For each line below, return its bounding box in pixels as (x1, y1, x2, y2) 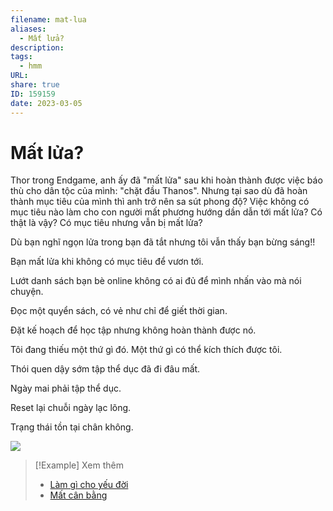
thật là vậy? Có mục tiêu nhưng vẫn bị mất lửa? (10, 217, 203, 229)
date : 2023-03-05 (10, 98, 83, 108)
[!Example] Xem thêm (34, 459, 124, 471)
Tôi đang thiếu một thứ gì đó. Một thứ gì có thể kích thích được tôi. (10, 344, 283, 356)
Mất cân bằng (49, 489, 108, 501)
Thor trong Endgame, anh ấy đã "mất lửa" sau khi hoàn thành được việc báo (10, 174, 323, 186)
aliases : (10, 24, 47, 34)
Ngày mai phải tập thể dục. (10, 382, 122, 395)
